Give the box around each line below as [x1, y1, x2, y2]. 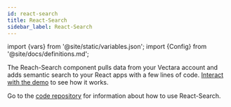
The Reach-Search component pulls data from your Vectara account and [7, 64, 218, 72]
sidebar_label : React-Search [7, 23, 93, 30]
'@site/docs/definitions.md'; [7, 50, 89, 58]
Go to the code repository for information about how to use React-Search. [7, 92, 221, 100]
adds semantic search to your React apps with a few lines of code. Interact [7, 71, 224, 79]
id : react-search [7, 10, 58, 17]
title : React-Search [7, 17, 68, 24]
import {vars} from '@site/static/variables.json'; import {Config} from [7, 43, 207, 51]
